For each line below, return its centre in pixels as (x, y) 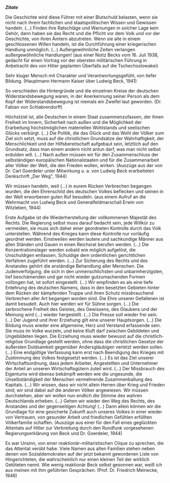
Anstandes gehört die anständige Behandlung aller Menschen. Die (75, 266)
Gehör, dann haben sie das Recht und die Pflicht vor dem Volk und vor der (83, 33)
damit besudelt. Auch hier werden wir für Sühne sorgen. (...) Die (72, 304)
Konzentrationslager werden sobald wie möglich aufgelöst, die (71, 250)
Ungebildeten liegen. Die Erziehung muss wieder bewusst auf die (74, 336)
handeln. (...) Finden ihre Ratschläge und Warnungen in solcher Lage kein (82, 28)
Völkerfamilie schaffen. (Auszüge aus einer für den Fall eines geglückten (81, 423)
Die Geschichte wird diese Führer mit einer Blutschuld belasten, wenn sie (82, 17)
